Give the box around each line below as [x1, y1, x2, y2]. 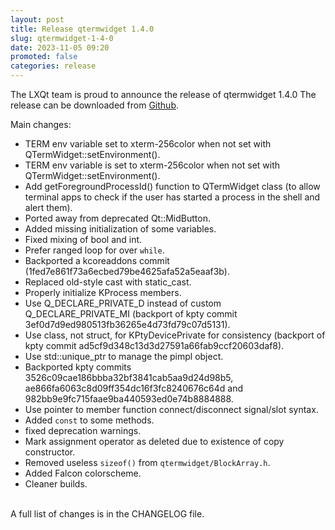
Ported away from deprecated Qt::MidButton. [24, 212, 211, 224]
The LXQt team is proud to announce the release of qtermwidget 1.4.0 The [10, 89, 317, 100]
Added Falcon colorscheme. [24, 467, 142, 479]
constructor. [24, 446, 76, 458]
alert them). [24, 202, 73, 213]
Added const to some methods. [24, 414, 155, 426]
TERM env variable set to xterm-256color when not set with [24, 138, 272, 150]
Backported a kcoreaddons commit [24, 255, 170, 266]
